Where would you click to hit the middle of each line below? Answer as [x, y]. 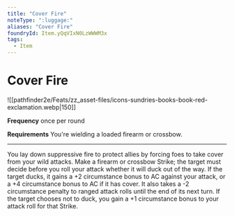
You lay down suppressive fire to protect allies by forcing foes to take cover [116, 154]
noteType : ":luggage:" [40, 20]
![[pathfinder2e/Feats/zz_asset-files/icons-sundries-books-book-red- [108, 100]
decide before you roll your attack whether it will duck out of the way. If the [115, 169]
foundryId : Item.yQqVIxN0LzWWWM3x [57, 33]
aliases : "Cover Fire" [40, 26]
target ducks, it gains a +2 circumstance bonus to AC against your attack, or [116, 176]
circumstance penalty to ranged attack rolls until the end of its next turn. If [114, 191]
